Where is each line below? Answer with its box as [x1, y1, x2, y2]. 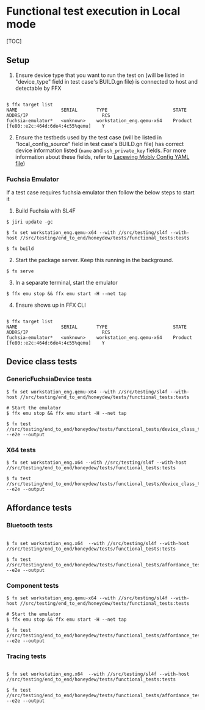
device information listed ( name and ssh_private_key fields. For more [15, 147, 186, 154]
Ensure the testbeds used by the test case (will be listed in [15, 133, 162, 141]
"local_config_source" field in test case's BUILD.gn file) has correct [15, 140, 184, 147]
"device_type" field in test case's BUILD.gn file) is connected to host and [15, 78, 198, 85]
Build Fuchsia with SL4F [15, 207, 76, 214]
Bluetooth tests [6, 521, 53, 530]
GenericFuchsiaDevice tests [6, 375, 92, 383]
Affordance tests [6, 503, 72, 513]
